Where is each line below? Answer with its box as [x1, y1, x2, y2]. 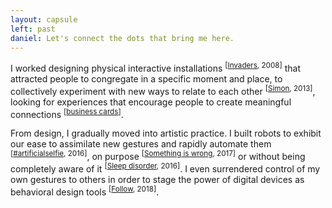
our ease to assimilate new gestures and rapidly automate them [10, 138, 272, 150]
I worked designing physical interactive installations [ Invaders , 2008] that [10, 61, 302, 75]
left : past [10, 24, 56, 34]
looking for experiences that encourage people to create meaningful [10, 96, 292, 108]
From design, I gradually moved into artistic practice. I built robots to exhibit [10, 127, 322, 140]
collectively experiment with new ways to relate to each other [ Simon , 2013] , [10, 84, 316, 97]
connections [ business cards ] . [10, 106, 124, 120]
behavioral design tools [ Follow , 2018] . [10, 184, 160, 198]
